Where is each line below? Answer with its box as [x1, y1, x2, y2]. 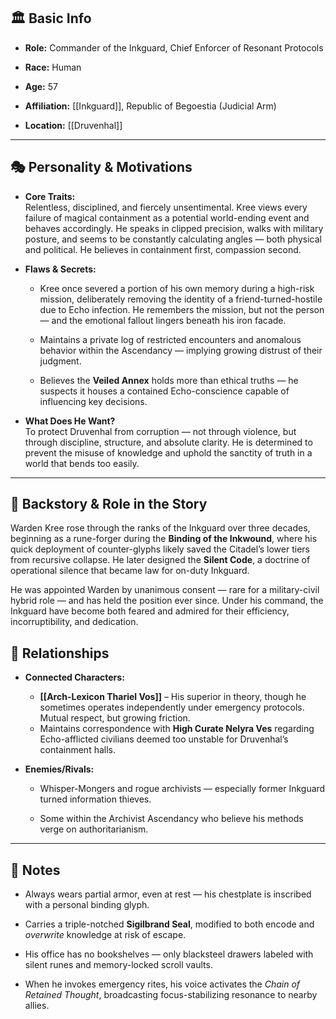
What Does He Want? [24, 415, 116, 427]
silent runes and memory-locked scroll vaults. [24, 959, 213, 971]
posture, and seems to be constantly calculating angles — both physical [24, 233, 322, 245]
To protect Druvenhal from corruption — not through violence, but [24, 425, 297, 437]
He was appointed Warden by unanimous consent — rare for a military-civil [10, 584, 320, 596]
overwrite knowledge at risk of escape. [24, 929, 187, 941]
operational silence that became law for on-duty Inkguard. [10, 565, 250, 577]
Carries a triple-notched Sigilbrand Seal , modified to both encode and [24, 918, 315, 930]
